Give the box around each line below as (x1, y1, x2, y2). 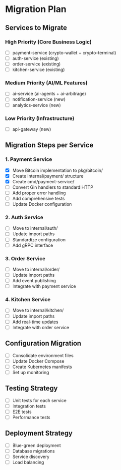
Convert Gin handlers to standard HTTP (12, 184, 93, 190)
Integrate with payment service (12, 283, 76, 289)
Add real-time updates (12, 319, 59, 325)
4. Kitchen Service (5, 296, 51, 303)
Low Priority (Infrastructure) (5, 115, 75, 122)
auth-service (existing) (12, 55, 59, 61)
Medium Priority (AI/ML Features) (5, 79, 88, 86)
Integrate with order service (12, 324, 69, 330)
